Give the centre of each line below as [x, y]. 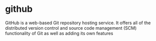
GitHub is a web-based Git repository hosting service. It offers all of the [78, 23]
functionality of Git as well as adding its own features [59, 33]
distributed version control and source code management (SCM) [71, 28]
